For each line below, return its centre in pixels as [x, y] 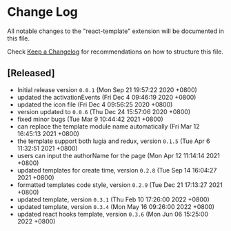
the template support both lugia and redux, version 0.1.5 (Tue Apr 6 [113, 141]
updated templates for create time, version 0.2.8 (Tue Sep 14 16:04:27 [117, 170]
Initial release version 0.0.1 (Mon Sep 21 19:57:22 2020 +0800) [107, 89]
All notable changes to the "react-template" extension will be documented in [115, 31]
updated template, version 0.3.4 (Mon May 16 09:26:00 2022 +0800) [116, 206]
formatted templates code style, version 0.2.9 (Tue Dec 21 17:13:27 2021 [120, 185]
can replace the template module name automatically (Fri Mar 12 [108, 126]
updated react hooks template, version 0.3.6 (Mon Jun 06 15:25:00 [113, 214]
